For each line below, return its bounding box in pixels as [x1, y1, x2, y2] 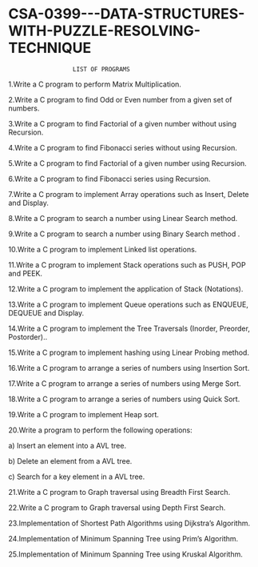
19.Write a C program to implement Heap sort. [8, 409, 160, 419]
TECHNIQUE [8, 39, 92, 57]
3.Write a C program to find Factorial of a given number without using [8, 119, 237, 128]
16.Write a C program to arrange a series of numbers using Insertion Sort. [8, 363, 250, 372]
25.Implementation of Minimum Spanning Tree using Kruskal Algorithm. [8, 549, 244, 559]
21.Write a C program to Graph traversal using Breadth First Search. [8, 487, 231, 497]
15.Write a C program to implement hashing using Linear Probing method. [8, 348, 250, 357]
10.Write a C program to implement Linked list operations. [8, 244, 197, 254]
